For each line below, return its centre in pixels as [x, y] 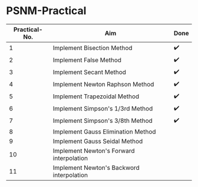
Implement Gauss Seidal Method [98, 141]
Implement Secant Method [90, 72]
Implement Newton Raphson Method [103, 85]
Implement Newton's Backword [96, 168]
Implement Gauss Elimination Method [104, 132]
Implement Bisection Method [93, 48]
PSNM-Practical [46, 11]
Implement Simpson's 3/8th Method [103, 121]
